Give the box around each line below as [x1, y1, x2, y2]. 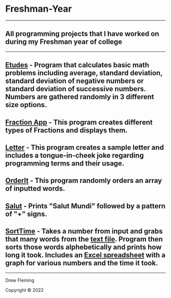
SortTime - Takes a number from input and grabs [5, 227, 163, 236]
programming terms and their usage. [5, 159, 125, 168]
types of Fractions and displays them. [5, 126, 128, 134]
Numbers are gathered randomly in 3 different [5, 93, 154, 101]
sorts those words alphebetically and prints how [5, 243, 162, 252]
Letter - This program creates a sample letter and [5, 143, 164, 152]
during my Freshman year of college [5, 38, 122, 46]
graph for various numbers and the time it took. [5, 259, 158, 267]
